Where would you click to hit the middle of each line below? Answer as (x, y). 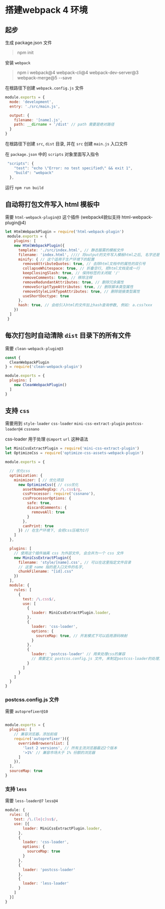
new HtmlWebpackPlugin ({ (39, 245)
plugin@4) (16, 223)
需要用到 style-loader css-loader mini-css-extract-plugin (65, 423)
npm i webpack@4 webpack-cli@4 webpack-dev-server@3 (78, 73)
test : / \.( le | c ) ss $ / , (36, 819)
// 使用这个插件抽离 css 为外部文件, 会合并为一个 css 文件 (69, 553)
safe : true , (39, 503)
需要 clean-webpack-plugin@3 (34, 348)
